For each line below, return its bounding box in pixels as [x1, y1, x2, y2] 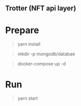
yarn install [17, 41, 41, 47]
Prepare [5, 24, 39, 36]
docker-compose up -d [17, 61, 66, 67]
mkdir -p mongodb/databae [17, 51, 75, 57]
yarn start [17, 95, 38, 101]
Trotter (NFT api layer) [5, 4, 76, 13]
